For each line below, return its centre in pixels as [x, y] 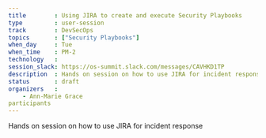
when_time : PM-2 [42, 52]
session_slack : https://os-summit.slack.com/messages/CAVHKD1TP [116, 67]
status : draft [44, 81]
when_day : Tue [40, 45]
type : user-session [56, 23]
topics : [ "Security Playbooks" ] [74, 37]
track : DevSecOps [51, 30]
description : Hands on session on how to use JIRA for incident [120, 74]
